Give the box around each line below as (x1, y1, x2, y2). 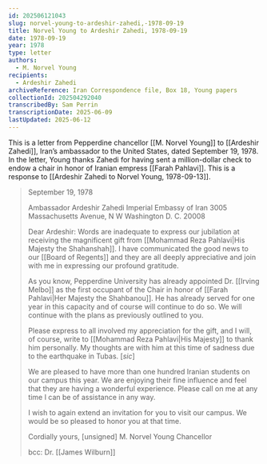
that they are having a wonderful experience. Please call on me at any (27, 383, 258, 393)
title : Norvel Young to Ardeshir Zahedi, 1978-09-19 (8, 26, 188, 34)
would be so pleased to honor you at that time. (27, 416, 181, 426)
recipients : (8, 71, 48, 79)
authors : (8, 57, 38, 65)
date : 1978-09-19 (8, 34, 66, 42)
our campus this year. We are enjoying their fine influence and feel (27, 375, 247, 385)
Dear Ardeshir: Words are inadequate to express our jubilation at (27, 226, 240, 236)
